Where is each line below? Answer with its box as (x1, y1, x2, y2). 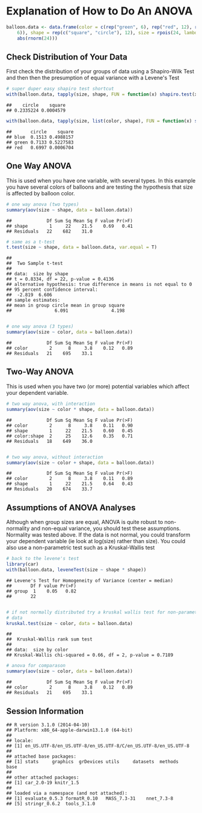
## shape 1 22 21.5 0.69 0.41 (6, 223, 133, 229)
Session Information (6, 706, 84, 716)
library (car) (6, 561, 39, 567)
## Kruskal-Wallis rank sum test (6, 636, 93, 642)
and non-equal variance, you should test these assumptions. (31, 525, 181, 532)
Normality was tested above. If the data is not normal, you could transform (6, 531, 191, 538)
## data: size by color (6, 647, 69, 653)
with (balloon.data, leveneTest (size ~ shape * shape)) (6, 567, 147, 573)
